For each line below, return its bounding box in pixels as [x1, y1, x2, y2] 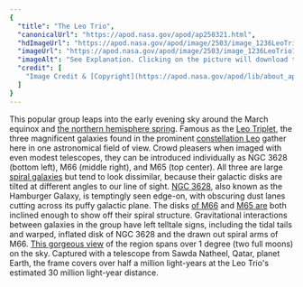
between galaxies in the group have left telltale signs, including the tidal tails [9, 218, 293, 230]
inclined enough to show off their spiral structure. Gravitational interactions [9, 209, 288, 220]
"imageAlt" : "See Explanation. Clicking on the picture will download [17, 55, 289, 64]
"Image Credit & [25, 72, 87, 81]
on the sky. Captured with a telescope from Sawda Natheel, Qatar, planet [9, 247, 280, 258]
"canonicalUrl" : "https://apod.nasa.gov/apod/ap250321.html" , [17, 30, 256, 39]
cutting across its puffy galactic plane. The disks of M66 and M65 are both [9, 199, 287, 210]
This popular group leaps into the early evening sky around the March [9, 114, 269, 125]
